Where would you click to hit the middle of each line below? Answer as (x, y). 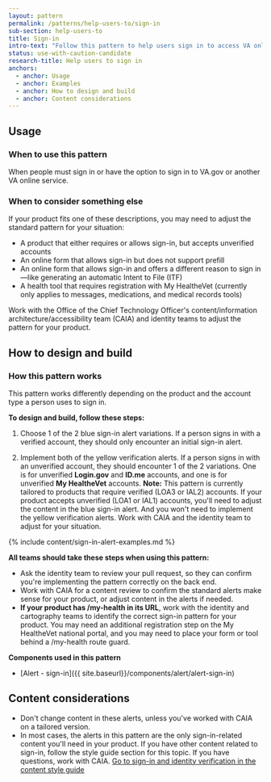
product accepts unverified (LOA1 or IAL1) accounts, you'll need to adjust (141, 500)
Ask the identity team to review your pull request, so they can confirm (136, 573)
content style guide (52, 769)
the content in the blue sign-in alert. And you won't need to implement (137, 509)
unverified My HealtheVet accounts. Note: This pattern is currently (131, 483)
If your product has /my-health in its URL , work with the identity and (135, 608)
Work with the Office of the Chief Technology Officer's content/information (133, 310)
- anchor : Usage (43, 76)
